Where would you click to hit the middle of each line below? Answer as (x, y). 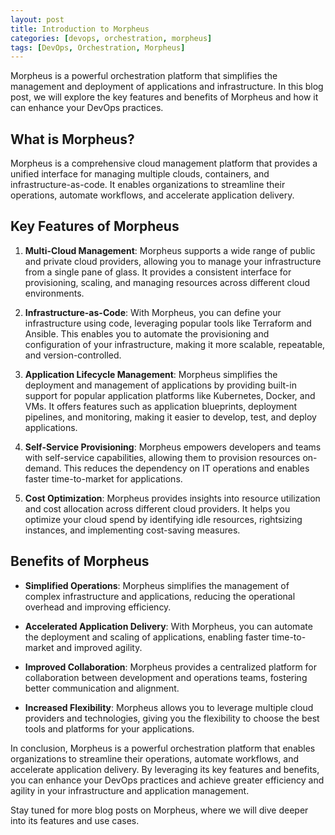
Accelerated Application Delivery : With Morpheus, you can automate (168, 626)
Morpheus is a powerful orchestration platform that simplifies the (144, 76)
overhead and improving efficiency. (98, 607)
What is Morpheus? (72, 139)
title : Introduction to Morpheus (80, 29)
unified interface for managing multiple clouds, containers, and (140, 174)
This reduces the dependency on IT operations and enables (186, 468)
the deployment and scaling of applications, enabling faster (147, 637)
